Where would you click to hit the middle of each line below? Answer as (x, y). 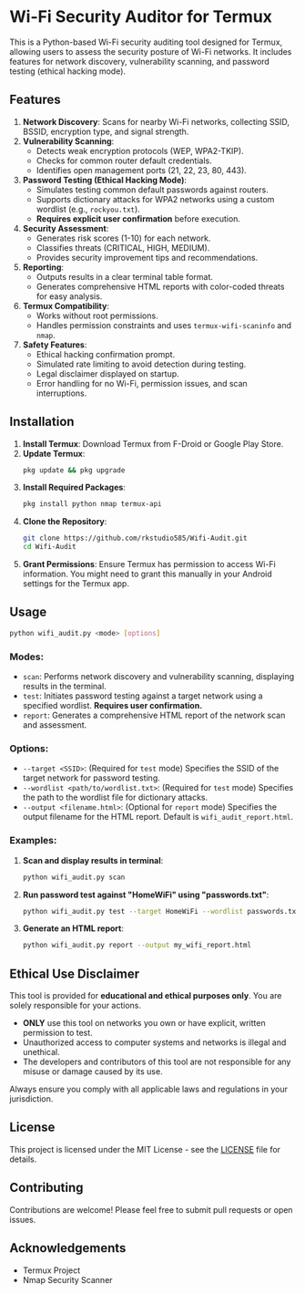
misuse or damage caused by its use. (92, 1071)
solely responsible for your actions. (76, 1006)
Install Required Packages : (74, 487)
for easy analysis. (69, 296)
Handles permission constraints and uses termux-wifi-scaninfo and (164, 325)
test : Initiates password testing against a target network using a (142, 696)
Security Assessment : (66, 228)
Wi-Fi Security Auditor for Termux (141, 17)
